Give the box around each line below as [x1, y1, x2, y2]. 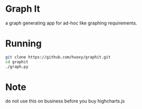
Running [5, 38, 42, 49]
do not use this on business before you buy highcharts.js [5, 98, 125, 104]
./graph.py [5, 64, 29, 69]
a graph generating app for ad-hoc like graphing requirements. [5, 20, 137, 26]
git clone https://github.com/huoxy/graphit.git [5, 54, 111, 60]
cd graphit [5, 59, 29, 64]
